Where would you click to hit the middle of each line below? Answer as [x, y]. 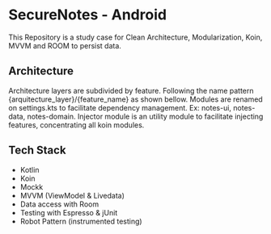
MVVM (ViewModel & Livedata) [72, 195]
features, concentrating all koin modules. [76, 125]
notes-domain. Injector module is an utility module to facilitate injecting [145, 116]
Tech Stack [37, 150]
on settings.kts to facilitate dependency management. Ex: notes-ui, [120, 107]
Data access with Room [59, 204]
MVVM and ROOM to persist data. [65, 45]
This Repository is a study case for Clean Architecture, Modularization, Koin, [135, 37]
